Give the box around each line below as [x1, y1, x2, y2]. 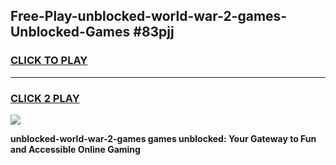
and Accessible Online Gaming [10, 143, 141, 155]
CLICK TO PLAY [10, 54, 88, 68]
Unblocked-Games [10, 24, 131, 41]
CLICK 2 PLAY [10, 91, 80, 105]
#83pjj [133, 24, 175, 41]
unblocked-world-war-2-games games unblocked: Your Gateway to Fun [10, 132, 317, 144]
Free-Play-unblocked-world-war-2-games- [10, 8, 288, 25]
